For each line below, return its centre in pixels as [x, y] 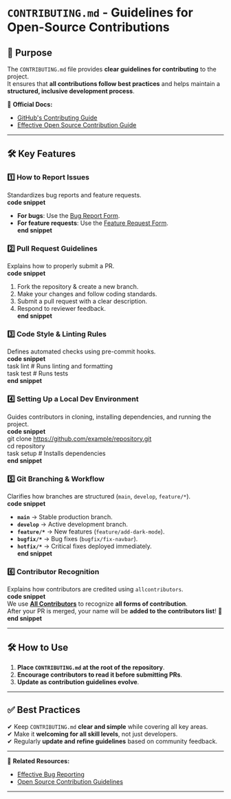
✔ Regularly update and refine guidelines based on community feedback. [112, 741]
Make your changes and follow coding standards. [87, 294]
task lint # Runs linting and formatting [60, 366]
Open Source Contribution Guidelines [70, 781]
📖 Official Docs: [30, 104]
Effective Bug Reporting [51, 774]
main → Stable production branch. [65, 516]
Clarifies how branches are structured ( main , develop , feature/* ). [99, 496]
